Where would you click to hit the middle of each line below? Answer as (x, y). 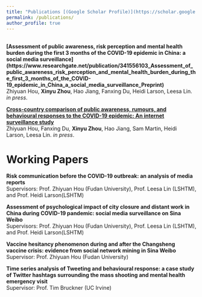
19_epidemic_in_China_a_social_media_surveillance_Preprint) (85, 85)
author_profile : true (33, 23)
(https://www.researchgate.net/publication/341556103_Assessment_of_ (100, 66)
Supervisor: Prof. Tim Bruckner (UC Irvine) (59, 288)
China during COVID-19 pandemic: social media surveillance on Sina (94, 213)
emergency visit (27, 281)
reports (16, 183)
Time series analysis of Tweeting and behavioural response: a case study (100, 269)
